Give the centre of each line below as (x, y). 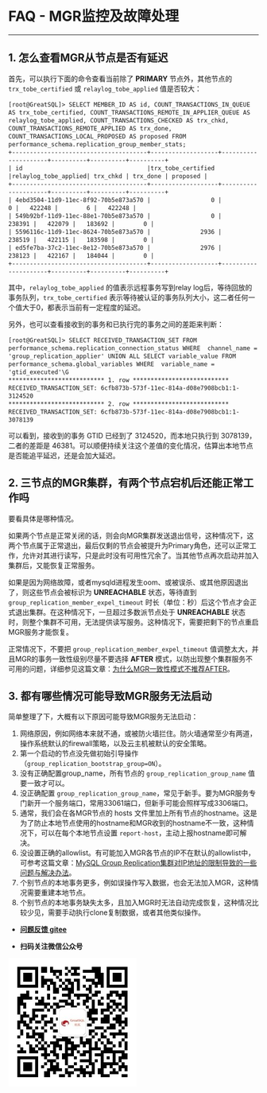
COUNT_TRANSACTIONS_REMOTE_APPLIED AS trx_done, (90, 128)
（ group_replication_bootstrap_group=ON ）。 (93, 764)
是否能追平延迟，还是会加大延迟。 (64, 455)
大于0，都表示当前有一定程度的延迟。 (83, 307)
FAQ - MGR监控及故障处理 (94, 16)
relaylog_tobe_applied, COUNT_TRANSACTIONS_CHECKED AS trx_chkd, (118, 120)
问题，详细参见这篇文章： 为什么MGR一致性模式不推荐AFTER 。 (132, 668)
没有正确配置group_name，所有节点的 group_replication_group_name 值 (137, 773)
